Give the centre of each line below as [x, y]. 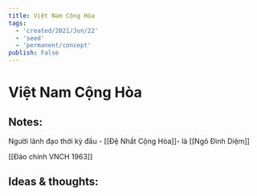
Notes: [25, 122]
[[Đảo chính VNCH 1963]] [51, 156]
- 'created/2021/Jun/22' [57, 30]
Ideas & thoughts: [53, 182]
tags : [17, 23]
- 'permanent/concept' [53, 46]
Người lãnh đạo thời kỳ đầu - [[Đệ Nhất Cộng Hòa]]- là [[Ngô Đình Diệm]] [129, 141]
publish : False [34, 53]
